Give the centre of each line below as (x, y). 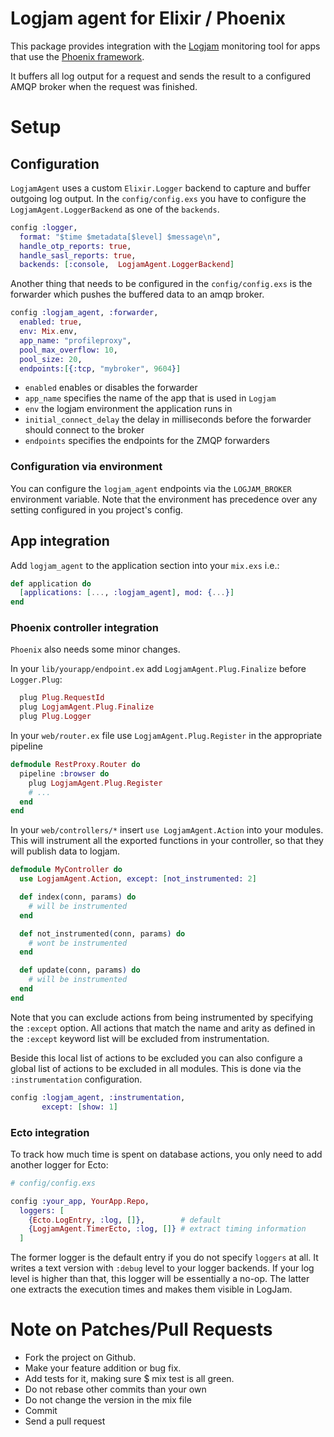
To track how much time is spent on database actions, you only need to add (166, 1154)
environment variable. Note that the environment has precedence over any (164, 499)
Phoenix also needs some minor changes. (95, 649)
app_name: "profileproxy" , (75, 340)
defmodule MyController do (66, 870)
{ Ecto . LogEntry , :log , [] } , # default (125, 1220)
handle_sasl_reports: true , (78, 255)
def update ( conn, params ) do (80, 970)
